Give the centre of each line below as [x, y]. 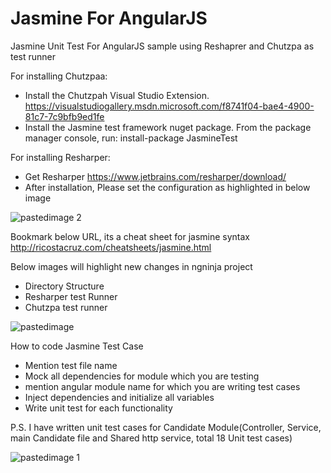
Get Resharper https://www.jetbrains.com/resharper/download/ [155, 176]
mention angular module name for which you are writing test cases [162, 386]
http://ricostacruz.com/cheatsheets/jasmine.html [111, 247]
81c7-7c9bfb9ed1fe [64, 116]
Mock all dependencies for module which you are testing [142, 376]
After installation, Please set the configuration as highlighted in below [167, 187]
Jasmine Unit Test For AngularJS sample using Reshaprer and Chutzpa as [162, 46]
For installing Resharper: [60, 157]
